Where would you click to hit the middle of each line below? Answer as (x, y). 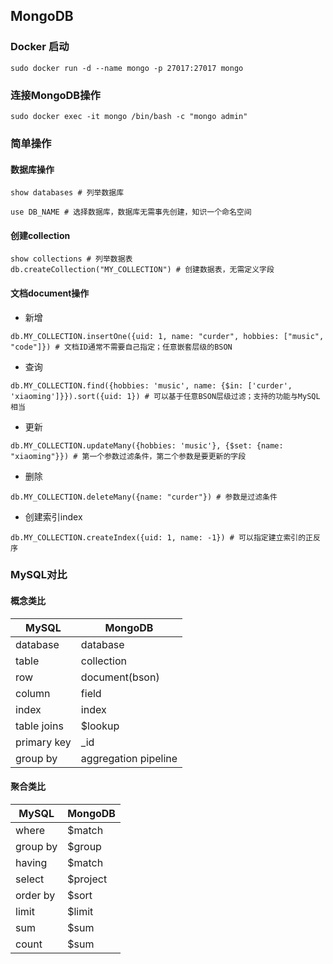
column (33, 693)
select (30, 879)
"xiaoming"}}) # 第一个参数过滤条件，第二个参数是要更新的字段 (128, 456)
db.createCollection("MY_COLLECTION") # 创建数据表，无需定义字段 (142, 270)
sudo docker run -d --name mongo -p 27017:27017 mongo (127, 68)
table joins (39, 726)
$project (87, 879)
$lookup (100, 726)
